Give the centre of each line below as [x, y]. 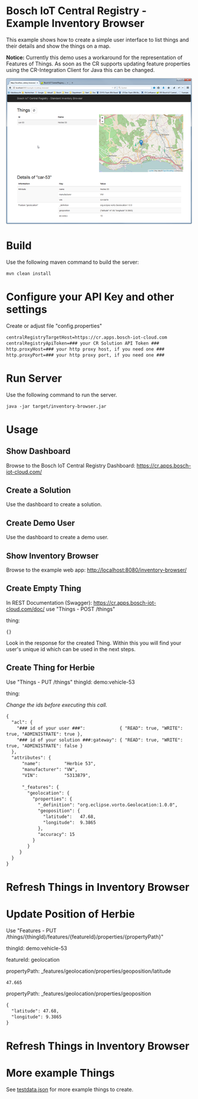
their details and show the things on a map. [58, 46]
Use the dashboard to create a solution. [54, 504]
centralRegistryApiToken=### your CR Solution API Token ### [83, 343]
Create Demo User [41, 523]
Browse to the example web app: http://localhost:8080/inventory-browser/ [96, 570]
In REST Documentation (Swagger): [49, 602]
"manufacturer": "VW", [49, 769]
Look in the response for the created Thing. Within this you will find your [94, 643]
